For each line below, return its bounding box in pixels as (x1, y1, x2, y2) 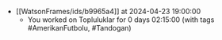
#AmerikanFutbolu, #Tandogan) (27, 24, 132, 32)
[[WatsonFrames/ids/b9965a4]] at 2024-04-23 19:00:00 (15, 7, 201, 16)
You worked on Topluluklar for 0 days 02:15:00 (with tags (27, 15, 215, 24)
